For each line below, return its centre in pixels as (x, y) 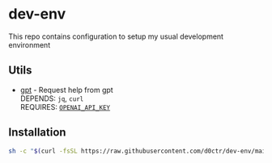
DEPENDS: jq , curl (52, 98)
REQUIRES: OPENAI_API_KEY (65, 107)
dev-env (37, 14)
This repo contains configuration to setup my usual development (116, 36)
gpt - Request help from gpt (66, 90)
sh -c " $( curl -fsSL (43, 151)
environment (30, 44)
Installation (37, 133)
